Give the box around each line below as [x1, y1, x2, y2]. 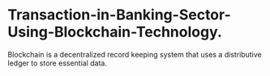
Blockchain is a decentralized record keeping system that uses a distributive [7, 49, 262, 59]
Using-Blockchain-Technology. [7, 23, 222, 41]
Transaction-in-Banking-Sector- [7, 6, 232, 24]
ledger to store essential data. [7, 58, 107, 68]
